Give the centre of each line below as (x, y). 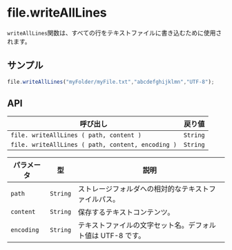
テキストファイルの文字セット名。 (133, 225)
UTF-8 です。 (123, 235)
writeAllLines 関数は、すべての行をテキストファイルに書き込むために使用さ (115, 33)
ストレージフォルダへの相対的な (130, 189)
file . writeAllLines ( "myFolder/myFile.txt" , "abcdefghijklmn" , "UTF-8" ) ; (111, 82)
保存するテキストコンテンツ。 (126, 213)
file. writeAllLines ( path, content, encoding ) (94, 145)
